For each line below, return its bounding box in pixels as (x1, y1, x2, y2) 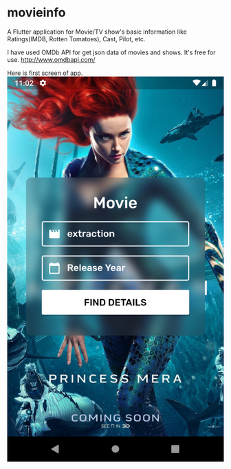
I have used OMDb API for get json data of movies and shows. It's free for (7, 48, 216, 56)
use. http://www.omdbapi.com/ (7, 55, 96, 63)
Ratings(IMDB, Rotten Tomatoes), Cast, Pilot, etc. (7, 34, 146, 43)
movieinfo (7, 5, 67, 21)
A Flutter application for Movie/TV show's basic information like (7, 28, 187, 36)
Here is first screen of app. (7, 69, 83, 77)
